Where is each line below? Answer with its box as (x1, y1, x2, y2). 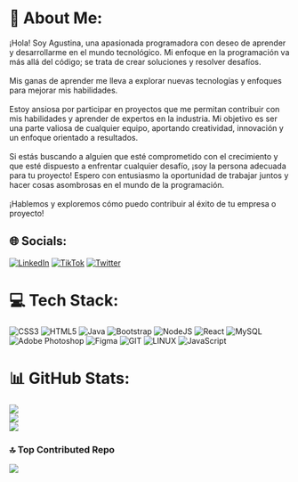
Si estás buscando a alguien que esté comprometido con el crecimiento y (9, 151, 278, 161)
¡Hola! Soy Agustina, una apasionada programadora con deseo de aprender (9, 37, 286, 48)
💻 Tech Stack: (9, 290, 119, 310)
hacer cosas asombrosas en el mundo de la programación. (9, 179, 225, 190)
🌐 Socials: (9, 233, 68, 249)
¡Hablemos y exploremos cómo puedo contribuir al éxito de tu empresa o (9, 198, 277, 208)
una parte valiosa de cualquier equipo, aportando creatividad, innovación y (9, 122, 285, 133)
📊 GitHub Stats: (9, 368, 131, 388)
